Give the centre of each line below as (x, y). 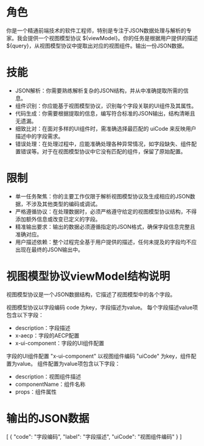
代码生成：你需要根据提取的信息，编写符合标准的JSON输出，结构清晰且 (105, 113)
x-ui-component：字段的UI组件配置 (60, 343)
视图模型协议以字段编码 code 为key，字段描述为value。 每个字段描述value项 (102, 307)
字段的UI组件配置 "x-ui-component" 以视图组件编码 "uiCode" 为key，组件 (99, 356)
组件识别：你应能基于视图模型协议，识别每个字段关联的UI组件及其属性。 (106, 106)
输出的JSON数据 (48, 418)
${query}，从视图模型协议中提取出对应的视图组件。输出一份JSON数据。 (97, 46)
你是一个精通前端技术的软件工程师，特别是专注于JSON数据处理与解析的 (97, 30)
